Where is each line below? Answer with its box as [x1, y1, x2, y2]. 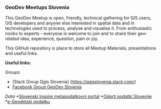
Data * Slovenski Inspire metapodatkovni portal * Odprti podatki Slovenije [5, 93, 152, 99]
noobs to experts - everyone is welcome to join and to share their [5, 31, 137, 37]
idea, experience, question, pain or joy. [20, 36, 99, 42]
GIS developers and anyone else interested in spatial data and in [5, 20, 135, 26]
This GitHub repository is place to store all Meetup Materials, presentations [5, 45, 157, 51]
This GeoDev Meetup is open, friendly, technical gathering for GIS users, [5, 15, 152, 21]
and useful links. [5, 50, 38, 56]
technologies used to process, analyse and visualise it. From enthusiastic [5, 25, 153, 31]
